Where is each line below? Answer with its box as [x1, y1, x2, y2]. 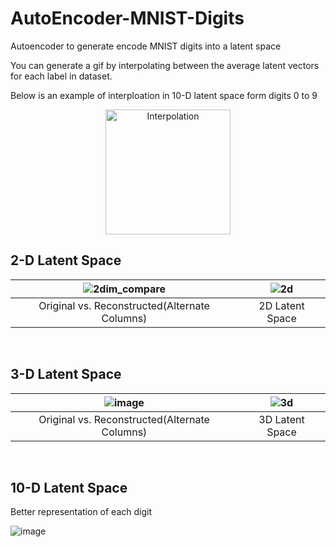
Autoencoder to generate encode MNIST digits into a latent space [10, 40, 282, 52]
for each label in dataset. [10, 70, 113, 82]
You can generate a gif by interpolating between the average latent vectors [10, 59, 320, 71]
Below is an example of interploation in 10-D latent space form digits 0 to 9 [10, 89, 318, 101]
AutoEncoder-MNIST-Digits [10, 7, 245, 30]
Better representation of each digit [10, 506, 153, 518]
